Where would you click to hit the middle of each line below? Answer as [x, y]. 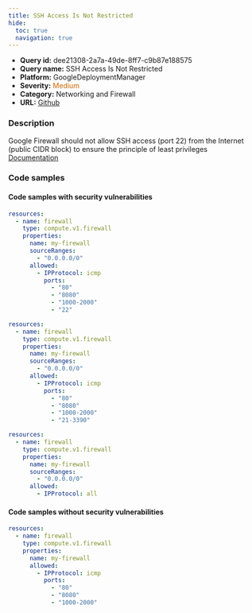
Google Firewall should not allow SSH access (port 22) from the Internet [126, 141]
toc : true [31, 30]
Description [31, 123]
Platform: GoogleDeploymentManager [83, 77]
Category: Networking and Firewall [78, 94]
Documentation [33, 157]
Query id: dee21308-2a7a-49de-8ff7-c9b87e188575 [106, 60]
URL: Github [40, 103]
